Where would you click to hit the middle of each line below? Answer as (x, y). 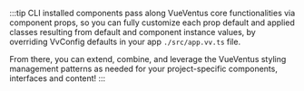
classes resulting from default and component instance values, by (132, 32)
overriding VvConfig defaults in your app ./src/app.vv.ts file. (125, 41)
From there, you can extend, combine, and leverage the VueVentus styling (148, 59)
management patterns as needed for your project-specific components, (144, 68)
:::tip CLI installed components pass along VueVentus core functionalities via (152, 13)
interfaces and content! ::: (58, 78)
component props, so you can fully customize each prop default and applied (152, 23)
